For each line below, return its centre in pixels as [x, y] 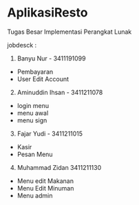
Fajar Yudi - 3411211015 [50, 133]
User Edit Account [43, 79]
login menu [33, 105]
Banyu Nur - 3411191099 [51, 58]
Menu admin [35, 195]
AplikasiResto [47, 13]
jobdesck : [22, 45]
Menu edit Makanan [45, 181]
